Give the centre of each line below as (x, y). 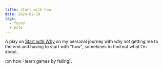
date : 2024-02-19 (23, 14)
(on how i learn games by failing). (39, 61)
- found (17, 23)
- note (16, 28)
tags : (10, 18)
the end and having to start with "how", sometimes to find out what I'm (76, 47)
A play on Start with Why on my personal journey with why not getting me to (82, 41)
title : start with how (28, 9)
